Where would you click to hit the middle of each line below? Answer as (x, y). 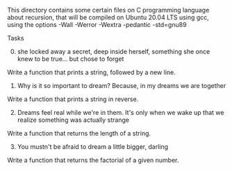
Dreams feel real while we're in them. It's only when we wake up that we (121, 112)
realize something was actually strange (73, 120)
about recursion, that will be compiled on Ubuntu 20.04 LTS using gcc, (108, 17)
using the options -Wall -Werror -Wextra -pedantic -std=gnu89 (97, 25)
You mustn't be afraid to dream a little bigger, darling (93, 147)
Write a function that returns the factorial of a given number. (93, 160)
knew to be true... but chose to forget (71, 59)
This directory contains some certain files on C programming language (108, 10)
